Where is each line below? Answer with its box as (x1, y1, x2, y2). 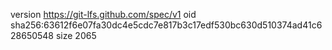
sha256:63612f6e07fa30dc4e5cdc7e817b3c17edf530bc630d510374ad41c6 (10, 19, 323, 31)
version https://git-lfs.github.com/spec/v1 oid (10, 9, 197, 20)
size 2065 (55, 30, 97, 41)
